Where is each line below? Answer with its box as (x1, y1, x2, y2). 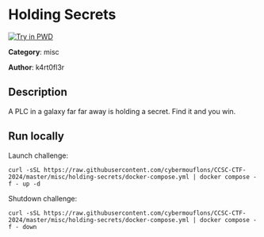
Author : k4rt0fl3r (8, 62, 65, 72)
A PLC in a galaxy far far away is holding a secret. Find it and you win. (8, 106, 236, 116)
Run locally (8, 129, 65, 143)
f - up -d (8, 180, 41, 188)
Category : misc (8, 47, 59, 56)
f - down (8, 223, 37, 231)
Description (8, 86, 67, 99)
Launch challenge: (8, 151, 69, 160)
